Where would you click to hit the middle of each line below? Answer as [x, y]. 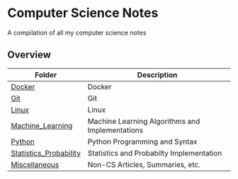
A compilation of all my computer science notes [77, 33]
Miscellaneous [35, 164]
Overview [29, 55]
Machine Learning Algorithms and [144, 121]
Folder [46, 74]
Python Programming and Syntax [142, 142]
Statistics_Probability [46, 153]
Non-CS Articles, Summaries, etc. [144, 164]
